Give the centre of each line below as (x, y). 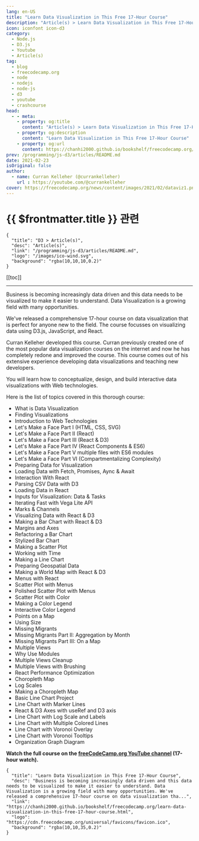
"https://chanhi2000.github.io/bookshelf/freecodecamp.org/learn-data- (96, 807)
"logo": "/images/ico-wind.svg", (53, 256)
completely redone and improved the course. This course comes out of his (97, 355)
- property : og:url (41, 144)
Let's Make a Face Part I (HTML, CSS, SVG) (68, 427)
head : (13, 111)
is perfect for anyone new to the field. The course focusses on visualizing (96, 325)
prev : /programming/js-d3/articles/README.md (63, 155)
